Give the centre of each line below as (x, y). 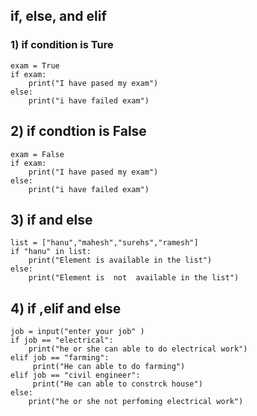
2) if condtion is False (78, 131)
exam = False (37, 154)
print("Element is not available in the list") (134, 278)
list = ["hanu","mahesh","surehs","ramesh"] (104, 243)
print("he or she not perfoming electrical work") (136, 402)
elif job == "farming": (60, 358)
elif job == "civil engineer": (75, 375)
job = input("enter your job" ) (77, 332)
